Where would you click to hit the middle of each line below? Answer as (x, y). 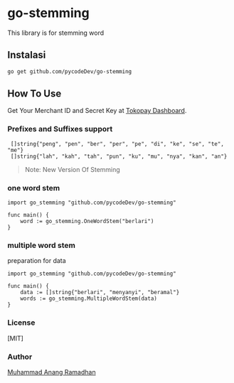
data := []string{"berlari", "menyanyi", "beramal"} (100, 293)
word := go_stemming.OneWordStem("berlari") (87, 222)
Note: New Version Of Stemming (73, 169)
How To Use (34, 94)
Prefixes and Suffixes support (60, 129)
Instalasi (27, 55)
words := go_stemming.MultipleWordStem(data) (89, 299)
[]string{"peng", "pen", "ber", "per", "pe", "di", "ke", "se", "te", (117, 144)
